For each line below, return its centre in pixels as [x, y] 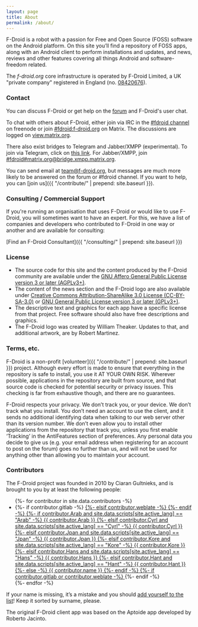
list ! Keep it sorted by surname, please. [54, 600]
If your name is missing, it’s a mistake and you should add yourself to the [95, 594]
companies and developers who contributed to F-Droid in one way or [90, 224]
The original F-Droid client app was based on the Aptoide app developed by [99, 612]
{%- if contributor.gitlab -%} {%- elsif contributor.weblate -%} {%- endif [103, 507]
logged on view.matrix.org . [39, 135]
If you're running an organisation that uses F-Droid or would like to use [92, 211]
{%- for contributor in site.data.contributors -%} [73, 501]
